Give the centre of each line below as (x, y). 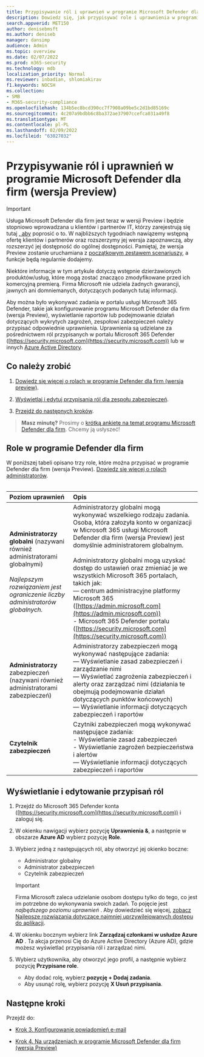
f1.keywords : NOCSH (31, 86)
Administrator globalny (53, 861)
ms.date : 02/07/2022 (32, 57)
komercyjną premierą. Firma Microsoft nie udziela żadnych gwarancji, (93, 284)
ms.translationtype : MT (36, 119)
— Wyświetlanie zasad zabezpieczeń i (127, 661)
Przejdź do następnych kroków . (54, 411)
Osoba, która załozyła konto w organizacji (132, 523)
